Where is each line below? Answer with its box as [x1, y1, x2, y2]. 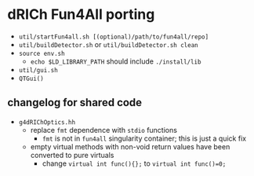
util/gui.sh [18, 66, 58, 74]
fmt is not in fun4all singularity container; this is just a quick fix [42, 134, 247, 143]
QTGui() [18, 75, 44, 82]
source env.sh [18, 49, 65, 57]
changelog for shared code [7, 96, 143, 109]
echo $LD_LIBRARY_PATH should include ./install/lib [30, 57, 201, 66]
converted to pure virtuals [30, 150, 114, 159]
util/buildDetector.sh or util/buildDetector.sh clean [18, 39, 198, 49]
